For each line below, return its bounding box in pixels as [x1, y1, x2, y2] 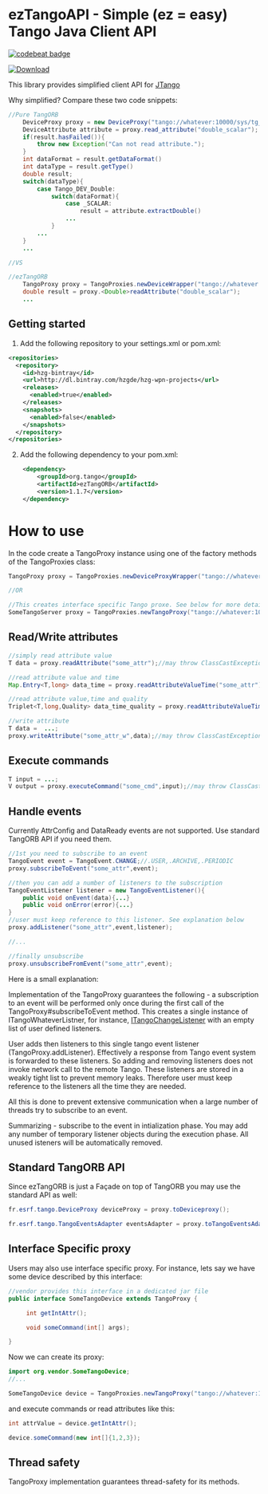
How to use [8, 522, 85, 540]
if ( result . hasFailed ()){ [22, 133, 105, 141]
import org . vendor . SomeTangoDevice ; [8, 1368, 130, 1376]
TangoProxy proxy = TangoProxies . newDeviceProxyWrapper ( [8, 572, 202, 580]
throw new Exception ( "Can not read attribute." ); [37, 140, 205, 148]
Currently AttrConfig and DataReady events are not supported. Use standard [8, 826, 260, 835]
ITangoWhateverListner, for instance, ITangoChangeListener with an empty [8, 1015, 254, 1024]
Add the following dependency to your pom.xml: [19, 450, 179, 459]
